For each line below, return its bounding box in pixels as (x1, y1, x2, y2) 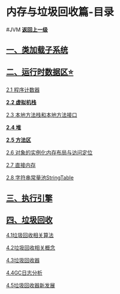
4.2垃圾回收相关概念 (6, 244, 56, 251)
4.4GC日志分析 (6, 269, 43, 276)
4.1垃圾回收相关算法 (6, 231, 54, 239)
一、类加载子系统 (6, 45, 68, 55)
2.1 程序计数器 (6, 86, 40, 93)
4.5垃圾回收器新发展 (6, 282, 55, 289)
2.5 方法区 (6, 136, 31, 143)
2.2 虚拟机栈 (6, 99, 36, 106)
